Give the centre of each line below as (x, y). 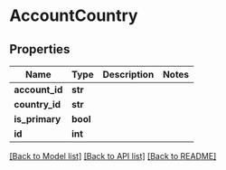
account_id (38, 90)
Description (128, 75)
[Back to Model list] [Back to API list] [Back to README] (113, 156)
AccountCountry (74, 16)
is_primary (38, 119)
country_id (38, 104)
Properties (40, 49)
